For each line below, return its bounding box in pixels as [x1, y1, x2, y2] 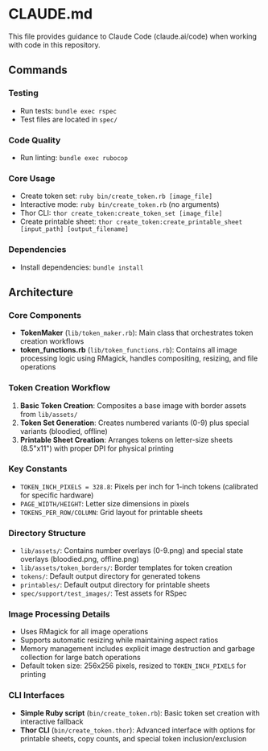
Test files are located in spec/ [19, 114, 118, 124]
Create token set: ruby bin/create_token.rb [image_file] [19, 191, 213, 201]
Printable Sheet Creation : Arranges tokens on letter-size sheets [19, 435, 233, 444]
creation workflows [19, 336, 85, 346]
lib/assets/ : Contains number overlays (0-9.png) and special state [19, 546, 244, 555]
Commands [8, 64, 68, 77]
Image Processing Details [8, 609, 110, 620]
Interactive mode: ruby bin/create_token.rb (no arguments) [19, 200, 220, 209]
